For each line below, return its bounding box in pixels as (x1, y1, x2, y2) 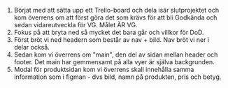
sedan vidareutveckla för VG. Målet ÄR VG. (13, 21, 138, 29)
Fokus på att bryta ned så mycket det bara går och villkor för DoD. (13, 28, 204, 36)
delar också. (13, 43, 50, 51)
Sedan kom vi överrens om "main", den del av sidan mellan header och (13, 50, 218, 59)
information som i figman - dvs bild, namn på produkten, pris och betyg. (13, 73, 222, 81)
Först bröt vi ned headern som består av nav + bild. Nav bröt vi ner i (13, 36, 210, 44)
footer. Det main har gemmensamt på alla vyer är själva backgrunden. (13, 58, 215, 66)
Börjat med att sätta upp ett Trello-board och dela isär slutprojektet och (13, 6, 220, 14)
